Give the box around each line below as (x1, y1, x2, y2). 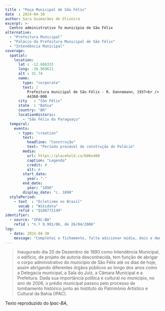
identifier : (5, 213, 29, 218)
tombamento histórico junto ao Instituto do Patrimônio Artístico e (17, 285, 148, 291)
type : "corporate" (23, 80, 60, 85)
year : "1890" (27, 185, 54, 190)
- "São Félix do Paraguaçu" (23, 116, 80, 122)
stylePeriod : (9, 195, 36, 199)
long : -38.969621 (18, 67, 54, 72)
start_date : (23, 171, 48, 177)
